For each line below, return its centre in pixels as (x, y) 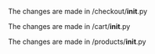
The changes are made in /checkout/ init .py (78, 11)
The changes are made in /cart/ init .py (69, 26)
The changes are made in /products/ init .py (77, 41)
